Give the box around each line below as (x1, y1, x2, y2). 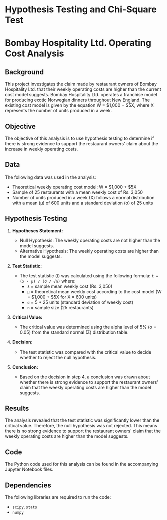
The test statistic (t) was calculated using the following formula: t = (19, 272, 159, 279)
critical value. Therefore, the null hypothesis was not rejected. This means (5, 423, 157, 429)
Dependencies (5, 481, 51, 489)
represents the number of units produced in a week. (5, 108, 112, 114)
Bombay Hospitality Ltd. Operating (5, 37, 151, 49)
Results (5, 404, 29, 413)
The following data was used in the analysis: (5, 174, 96, 180)
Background (5, 68, 44, 76)
